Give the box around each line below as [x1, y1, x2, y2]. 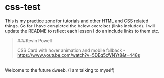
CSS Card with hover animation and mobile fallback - [17, 47, 125, 53]
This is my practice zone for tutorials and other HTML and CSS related [5, 18, 149, 24]
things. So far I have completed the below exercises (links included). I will [5, 23, 155, 28]
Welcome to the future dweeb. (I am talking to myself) [5, 67, 115, 73]
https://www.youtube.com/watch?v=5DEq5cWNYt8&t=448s [17, 52, 140, 58]
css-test [5, 1, 41, 13]
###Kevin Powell [17, 37, 52, 43]
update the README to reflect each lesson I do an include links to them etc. [5, 28, 160, 34]
